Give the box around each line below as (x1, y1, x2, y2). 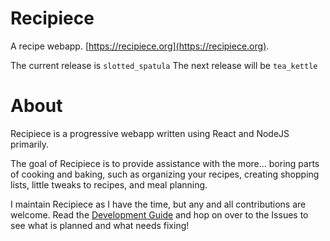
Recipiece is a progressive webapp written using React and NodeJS (10, 127, 290, 139)
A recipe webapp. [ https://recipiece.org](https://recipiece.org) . (10, 40, 270, 52)
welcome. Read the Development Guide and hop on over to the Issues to (10, 208, 309, 221)
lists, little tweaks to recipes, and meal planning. (10, 178, 208, 191)
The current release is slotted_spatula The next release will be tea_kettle (10, 59, 318, 71)
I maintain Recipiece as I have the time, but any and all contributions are (10, 198, 307, 210)
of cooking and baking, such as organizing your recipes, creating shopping (10, 168, 320, 180)
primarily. (10, 138, 50, 150)
